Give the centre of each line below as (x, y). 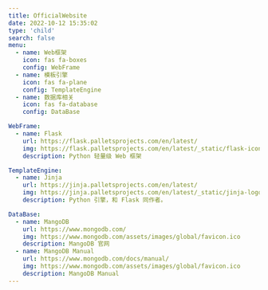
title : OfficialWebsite (48, 16)
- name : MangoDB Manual (55, 252)
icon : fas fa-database (60, 104)
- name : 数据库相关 (45, 97)
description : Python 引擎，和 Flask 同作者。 (95, 200)
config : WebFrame (51, 68)
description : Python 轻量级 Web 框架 (82, 156)
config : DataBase (51, 112)
